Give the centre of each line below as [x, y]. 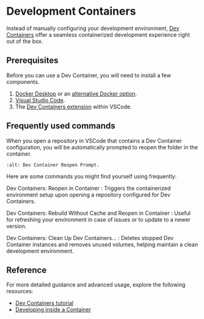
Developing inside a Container [53, 310]
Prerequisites [32, 60]
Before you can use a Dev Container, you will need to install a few [89, 75]
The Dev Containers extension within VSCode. [74, 107]
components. [23, 81]
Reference [27, 270]
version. [16, 226]
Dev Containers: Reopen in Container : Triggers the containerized [89, 188]
